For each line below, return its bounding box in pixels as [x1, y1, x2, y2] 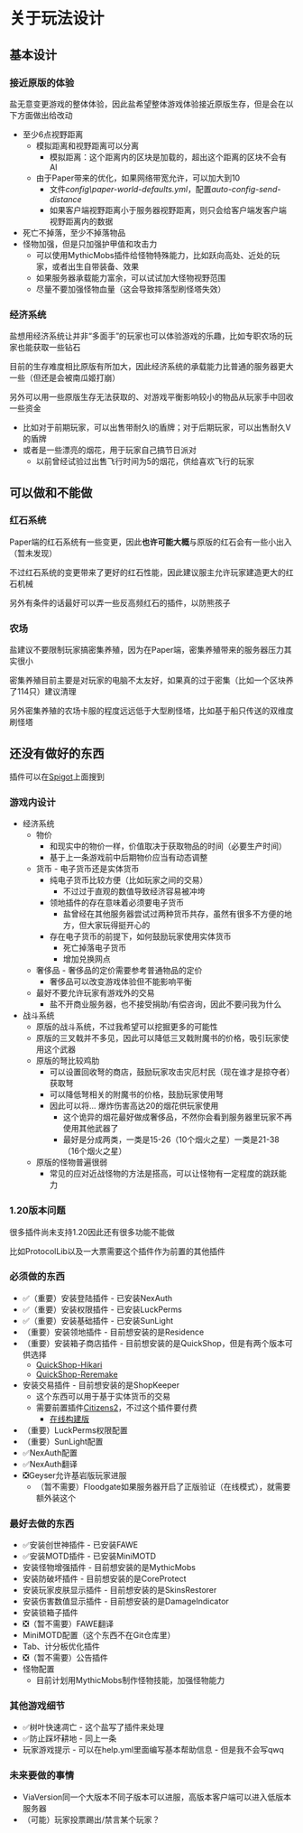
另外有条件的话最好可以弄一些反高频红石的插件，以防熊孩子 [9, 597, 231, 608]
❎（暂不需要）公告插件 [22, 1652, 108, 1663]
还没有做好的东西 [9, 746, 105, 761]
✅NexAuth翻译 [22, 1458, 78, 1469]
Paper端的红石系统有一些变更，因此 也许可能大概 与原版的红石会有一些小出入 [9, 536, 292, 547]
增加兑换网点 [62, 954, 111, 964]
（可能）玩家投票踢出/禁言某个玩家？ [22, 1814, 161, 1825]
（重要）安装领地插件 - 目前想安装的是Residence [22, 1326, 205, 1337]
